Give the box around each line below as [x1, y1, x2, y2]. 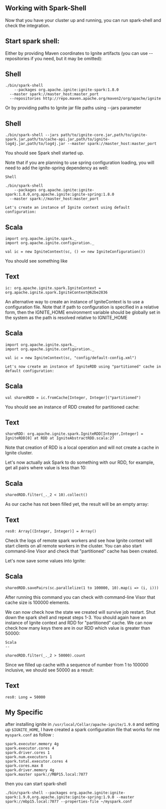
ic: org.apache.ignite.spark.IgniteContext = [5, 285, 101, 290]
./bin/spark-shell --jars [5, 133, 59, 137]
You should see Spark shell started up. [5, 150, 84, 156]
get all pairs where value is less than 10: [5, 465, 87, 471]
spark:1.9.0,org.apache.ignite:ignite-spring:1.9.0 [5, 795, 114, 800]
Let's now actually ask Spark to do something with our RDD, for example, [5, 459, 155, 465]
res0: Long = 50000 [5, 694, 46, 699]
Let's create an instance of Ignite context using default [5, 205, 130, 210]
